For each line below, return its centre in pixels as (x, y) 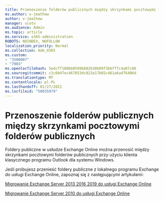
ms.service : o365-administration (39, 37)
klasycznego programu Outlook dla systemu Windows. (60, 160)
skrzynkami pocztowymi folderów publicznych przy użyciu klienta (71, 155)
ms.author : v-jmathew (27, 14)
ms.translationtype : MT (29, 78)
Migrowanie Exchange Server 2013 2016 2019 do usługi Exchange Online (78, 184)
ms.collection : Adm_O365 (30, 50)
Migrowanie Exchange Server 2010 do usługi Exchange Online (68, 194)
